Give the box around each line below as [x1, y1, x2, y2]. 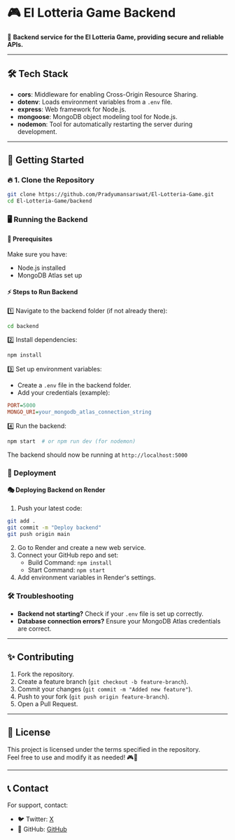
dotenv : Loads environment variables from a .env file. [17, 97, 173, 106]
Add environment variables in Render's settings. [17, 573, 156, 581]
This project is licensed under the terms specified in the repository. [7, 745, 201, 753]
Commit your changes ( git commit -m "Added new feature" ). [17, 684, 193, 693]
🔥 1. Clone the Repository [7, 175, 94, 185]
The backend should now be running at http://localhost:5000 [7, 450, 188, 459]
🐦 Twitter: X [17, 815, 54, 823]
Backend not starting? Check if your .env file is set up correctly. [17, 610, 204, 618]
